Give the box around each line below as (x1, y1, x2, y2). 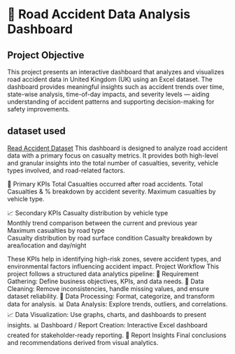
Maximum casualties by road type (7, 226, 105, 234)
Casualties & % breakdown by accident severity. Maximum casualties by (7, 187, 216, 196)
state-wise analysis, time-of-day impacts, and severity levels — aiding (7, 90, 210, 98)
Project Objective (7, 49, 85, 61)
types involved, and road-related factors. (7, 166, 125, 175)
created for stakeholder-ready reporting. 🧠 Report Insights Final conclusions (7, 331, 227, 339)
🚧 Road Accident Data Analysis (7, 6, 191, 22)
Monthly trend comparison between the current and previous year (7, 219, 198, 227)
